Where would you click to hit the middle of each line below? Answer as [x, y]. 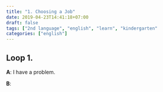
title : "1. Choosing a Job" [41, 12]
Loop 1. [20, 58]
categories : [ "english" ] [37, 34]
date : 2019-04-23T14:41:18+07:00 [47, 17]
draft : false [22, 23]
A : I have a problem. [31, 72]
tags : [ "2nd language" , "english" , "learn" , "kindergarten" [82, 28]
